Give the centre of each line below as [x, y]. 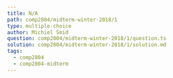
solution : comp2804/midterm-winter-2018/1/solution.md [87, 45]
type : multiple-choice [39, 26]
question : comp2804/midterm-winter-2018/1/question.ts [87, 39]
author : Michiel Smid [38, 32]
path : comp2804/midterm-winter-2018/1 [62, 20]
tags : [15, 52]
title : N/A [23, 13]
